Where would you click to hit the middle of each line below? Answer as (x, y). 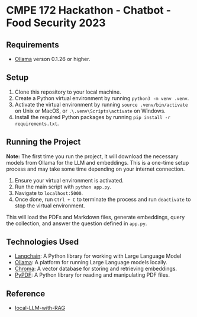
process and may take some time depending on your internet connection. (96, 169)
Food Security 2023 (56, 23)
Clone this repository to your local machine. (68, 92)
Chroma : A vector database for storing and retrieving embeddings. (96, 269)
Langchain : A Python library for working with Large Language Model (98, 256)
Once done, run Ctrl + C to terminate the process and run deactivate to (103, 199)
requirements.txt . (37, 123)
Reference (26, 294)
